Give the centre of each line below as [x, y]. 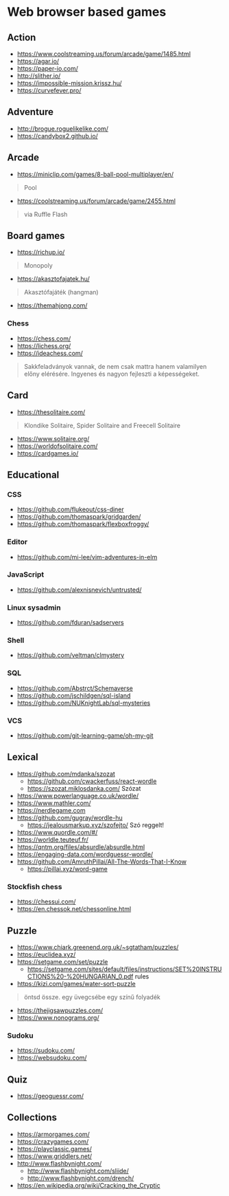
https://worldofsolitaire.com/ [57, 446]
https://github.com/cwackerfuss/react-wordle [92, 781]
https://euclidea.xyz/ [46, 954]
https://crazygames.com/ [53, 1141]
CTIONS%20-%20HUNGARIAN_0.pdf [80, 976]
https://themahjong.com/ [52, 306]
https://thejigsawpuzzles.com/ [60, 1010]
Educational [33, 474]
